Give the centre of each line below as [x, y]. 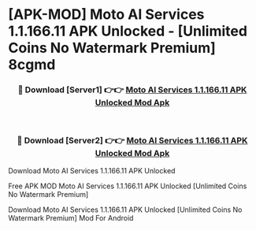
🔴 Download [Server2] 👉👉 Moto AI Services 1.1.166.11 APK [132, 141]
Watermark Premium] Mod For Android [71, 217]
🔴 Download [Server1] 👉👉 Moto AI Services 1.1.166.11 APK [132, 90]
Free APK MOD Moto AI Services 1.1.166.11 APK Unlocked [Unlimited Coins [128, 186]
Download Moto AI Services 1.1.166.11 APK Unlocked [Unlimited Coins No [125, 210]
